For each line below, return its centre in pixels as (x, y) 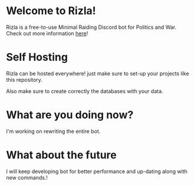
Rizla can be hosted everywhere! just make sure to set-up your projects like (98, 73)
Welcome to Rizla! (51, 11)
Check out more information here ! (47, 33)
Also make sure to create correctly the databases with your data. (85, 91)
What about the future (61, 155)
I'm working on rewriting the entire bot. (53, 131)
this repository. (24, 79)
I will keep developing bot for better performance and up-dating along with (97, 171)
